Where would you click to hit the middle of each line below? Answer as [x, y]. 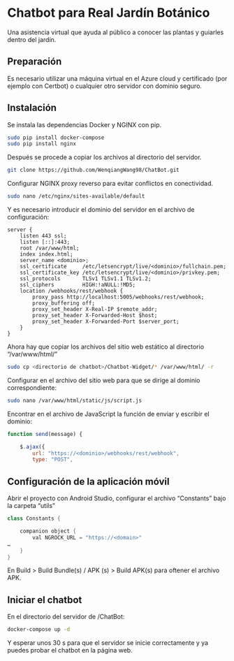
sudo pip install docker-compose [56, 138]
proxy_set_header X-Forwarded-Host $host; [95, 316]
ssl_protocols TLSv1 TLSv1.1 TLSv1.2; [86, 279]
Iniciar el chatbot [45, 600]
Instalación [32, 108]
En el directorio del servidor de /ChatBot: [66, 617]
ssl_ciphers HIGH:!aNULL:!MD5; [78, 285]
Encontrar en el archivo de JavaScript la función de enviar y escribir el [108, 414]
